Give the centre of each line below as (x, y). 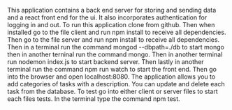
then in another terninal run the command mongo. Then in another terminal (115, 54)
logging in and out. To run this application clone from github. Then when (111, 25)
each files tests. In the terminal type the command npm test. (94, 99)
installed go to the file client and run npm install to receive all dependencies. (117, 32)
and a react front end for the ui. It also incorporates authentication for (107, 17)
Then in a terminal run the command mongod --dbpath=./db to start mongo (116, 47)
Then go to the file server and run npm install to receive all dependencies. (114, 40)
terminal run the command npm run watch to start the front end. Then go (112, 69)
